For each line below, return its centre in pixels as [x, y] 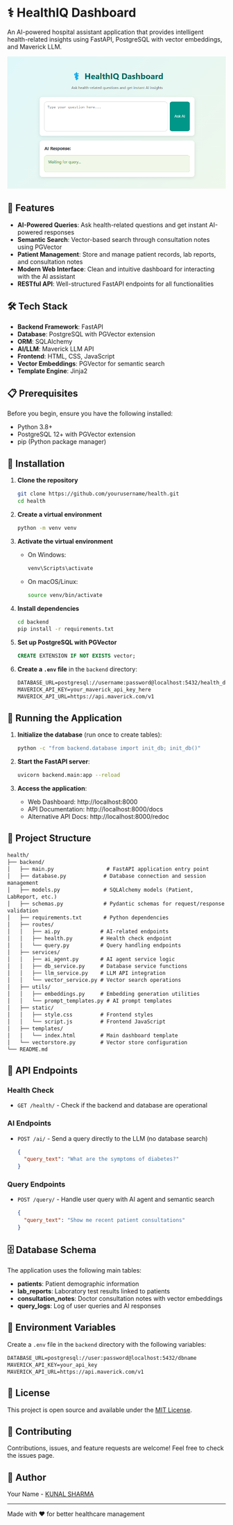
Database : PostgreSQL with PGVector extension [86, 334]
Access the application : [52, 788]
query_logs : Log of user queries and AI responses [89, 1306]
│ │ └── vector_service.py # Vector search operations [94, 980]
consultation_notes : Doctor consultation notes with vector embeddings [120, 1298]
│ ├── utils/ [29, 987]
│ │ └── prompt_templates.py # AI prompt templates [89, 1001]
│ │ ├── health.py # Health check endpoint [89, 938]
